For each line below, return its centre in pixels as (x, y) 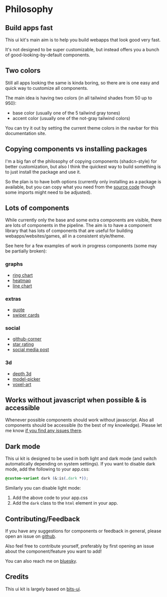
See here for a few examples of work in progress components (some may (81, 246)
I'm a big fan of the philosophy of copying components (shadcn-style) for (81, 161)
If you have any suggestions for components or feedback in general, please (83, 531)
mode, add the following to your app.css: (48, 469)
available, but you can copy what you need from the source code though (80, 187)
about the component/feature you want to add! (53, 551)
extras (13, 299)
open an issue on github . (31, 536)
